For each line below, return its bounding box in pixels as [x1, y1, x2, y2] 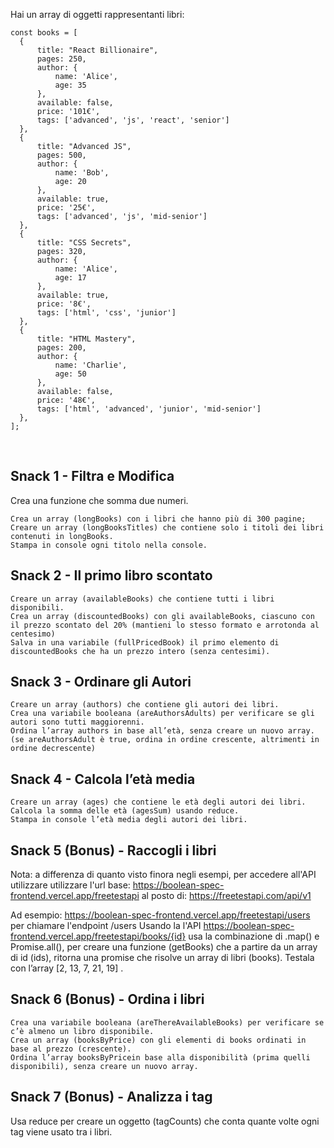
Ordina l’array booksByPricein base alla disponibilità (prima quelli [10, 1052, 311, 1063]
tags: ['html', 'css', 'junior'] [36, 308, 177, 318]
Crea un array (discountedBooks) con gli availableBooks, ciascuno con [10, 611, 315, 621]
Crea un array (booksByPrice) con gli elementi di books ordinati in [10, 1035, 307, 1045]
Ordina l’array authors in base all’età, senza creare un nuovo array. [10, 726, 315, 736]
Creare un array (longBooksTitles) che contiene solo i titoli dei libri [10, 522, 325, 533]
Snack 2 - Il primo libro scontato [10, 567, 213, 584]
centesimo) [10, 629, 56, 639]
